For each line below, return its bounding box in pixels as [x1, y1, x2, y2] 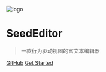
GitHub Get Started [6, 59, 53, 66]
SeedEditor [6, 27, 63, 40]
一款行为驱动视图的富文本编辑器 [20, 47, 100, 54]
